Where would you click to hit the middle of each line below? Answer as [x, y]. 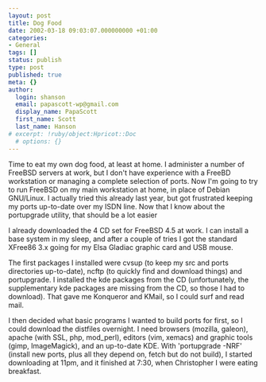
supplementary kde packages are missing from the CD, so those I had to [126, 288]
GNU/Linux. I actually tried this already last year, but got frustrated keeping [131, 198]
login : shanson [40, 97]
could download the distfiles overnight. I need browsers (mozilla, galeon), [128, 329]
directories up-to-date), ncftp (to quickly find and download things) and [125, 271]
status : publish [35, 60]
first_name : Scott [46, 119]
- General [25, 45]
